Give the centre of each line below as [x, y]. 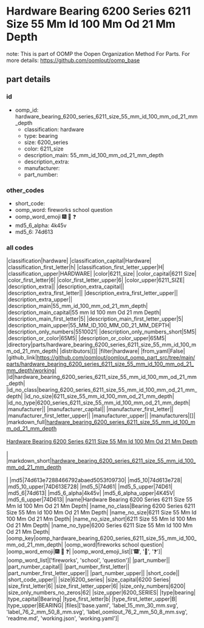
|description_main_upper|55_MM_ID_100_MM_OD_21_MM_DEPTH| [89, 326]
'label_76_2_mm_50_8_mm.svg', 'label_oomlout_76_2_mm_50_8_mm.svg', [97, 612]
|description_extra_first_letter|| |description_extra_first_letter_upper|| [92, 293]
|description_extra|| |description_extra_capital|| [65, 287]
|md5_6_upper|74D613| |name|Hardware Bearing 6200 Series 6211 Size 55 [100, 500]
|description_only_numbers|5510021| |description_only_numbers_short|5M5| [101, 332]
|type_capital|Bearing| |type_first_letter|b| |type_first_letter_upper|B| [92, 599]
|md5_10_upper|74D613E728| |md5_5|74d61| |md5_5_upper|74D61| [90, 486]
